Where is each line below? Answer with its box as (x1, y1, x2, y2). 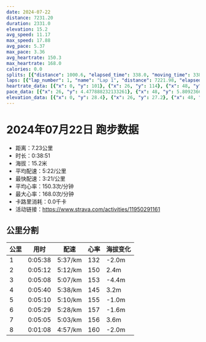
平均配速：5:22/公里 (15, 167, 67, 175)
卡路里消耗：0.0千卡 (15, 197, 67, 205)
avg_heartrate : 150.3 (6, 55, 62, 61)
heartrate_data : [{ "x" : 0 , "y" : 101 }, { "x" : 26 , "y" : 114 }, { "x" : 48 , (6, 83, 191, 89)
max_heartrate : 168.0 (6, 60, 62, 66)
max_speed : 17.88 (6, 37, 51, 44)
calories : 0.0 (6, 66, 43, 72)
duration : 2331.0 (6, 20, 51, 26)
